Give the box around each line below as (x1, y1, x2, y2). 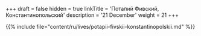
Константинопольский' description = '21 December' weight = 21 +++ (5, 11, 179, 19)
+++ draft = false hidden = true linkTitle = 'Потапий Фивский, (5, 5, 159, 12)
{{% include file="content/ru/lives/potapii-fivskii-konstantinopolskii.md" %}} (5, 23, 196, 30)
